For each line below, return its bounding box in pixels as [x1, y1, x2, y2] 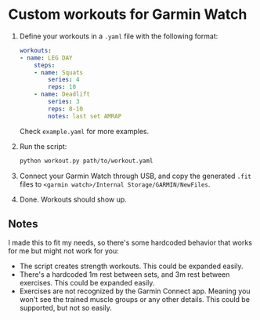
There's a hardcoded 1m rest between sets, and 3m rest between [19, 270, 230, 279]
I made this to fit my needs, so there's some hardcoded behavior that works [8, 238, 253, 248]
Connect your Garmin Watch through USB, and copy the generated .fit [19, 171, 252, 180]
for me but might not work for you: [8, 246, 119, 256]
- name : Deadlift [34, 90, 91, 99]
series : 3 [48, 98, 80, 106]
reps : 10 [48, 83, 77, 91]
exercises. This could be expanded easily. [19, 278, 155, 288]
